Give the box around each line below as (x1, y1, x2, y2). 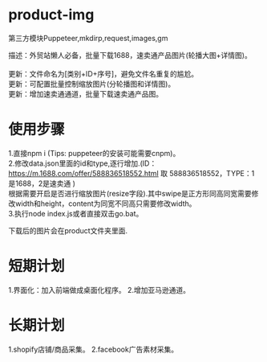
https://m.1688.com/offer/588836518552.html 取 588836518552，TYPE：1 (8, 168, 255, 178)
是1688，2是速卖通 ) (8, 179, 76, 188)
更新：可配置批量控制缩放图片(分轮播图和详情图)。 (8, 79, 176, 88)
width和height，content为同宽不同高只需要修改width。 (14, 199, 196, 208)
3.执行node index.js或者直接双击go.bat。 (8, 208, 144, 218)
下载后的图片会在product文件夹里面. (8, 225, 128, 235)
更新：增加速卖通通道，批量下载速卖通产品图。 (8, 88, 163, 98)
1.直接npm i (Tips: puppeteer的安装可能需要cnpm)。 (8, 148, 180, 158)
